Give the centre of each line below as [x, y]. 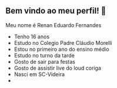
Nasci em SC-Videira [39, 74]
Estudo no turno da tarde [44, 55]
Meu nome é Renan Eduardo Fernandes [54, 25]
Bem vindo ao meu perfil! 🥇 [56, 11]
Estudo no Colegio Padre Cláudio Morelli [63, 43]
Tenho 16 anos [32, 37]
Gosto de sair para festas [45, 61]
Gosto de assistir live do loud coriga [57, 68]
